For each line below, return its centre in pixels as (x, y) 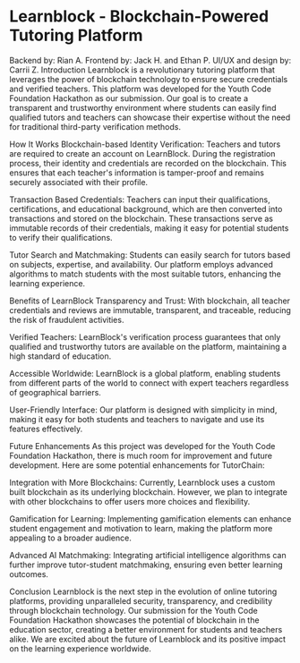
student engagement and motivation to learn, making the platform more (141, 528)
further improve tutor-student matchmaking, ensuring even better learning (146, 565)
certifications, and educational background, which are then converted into (146, 208)
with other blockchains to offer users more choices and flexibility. (130, 501)
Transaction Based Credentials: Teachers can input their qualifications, (140, 200)
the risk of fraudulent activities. (67, 319)
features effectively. (46, 429)
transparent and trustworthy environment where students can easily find (143, 107)
